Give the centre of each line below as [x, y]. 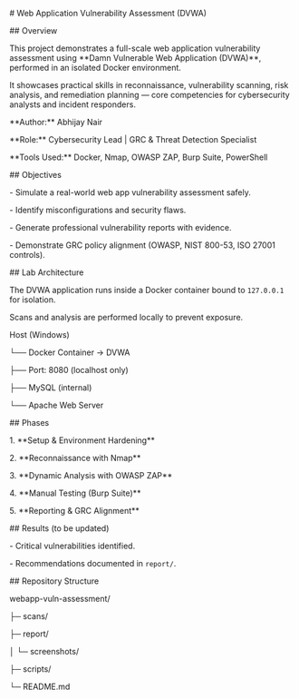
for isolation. [33, 300]
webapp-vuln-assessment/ [60, 599]
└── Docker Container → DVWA [70, 352]
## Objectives [35, 175]
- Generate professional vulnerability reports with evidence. [121, 227]
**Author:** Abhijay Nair [56, 122]
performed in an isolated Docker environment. [95, 68]
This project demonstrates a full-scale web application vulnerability [135, 48]
